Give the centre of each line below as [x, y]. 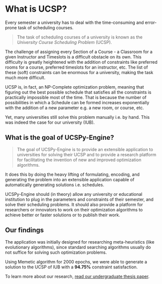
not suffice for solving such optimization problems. [56, 252]
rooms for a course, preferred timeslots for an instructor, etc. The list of [77, 67]
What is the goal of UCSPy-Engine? [60, 138]
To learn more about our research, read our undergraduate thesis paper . [77, 276]
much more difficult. [25, 77]
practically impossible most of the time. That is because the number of [76, 97]
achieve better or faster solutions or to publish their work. [63, 215]
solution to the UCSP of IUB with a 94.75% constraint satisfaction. [71, 267]
